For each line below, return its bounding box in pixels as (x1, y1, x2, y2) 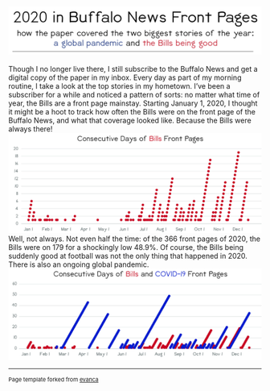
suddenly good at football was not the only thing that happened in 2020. (8, 252, 247, 261)
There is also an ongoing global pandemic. (8, 260, 149, 269)
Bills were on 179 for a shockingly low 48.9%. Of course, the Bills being (8, 243, 243, 252)
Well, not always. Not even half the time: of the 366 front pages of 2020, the (8, 234, 261, 243)
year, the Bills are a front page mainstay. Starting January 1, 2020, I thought (8, 98, 258, 108)
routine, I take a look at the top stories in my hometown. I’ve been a (8, 81, 231, 90)
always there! (8, 123, 53, 134)
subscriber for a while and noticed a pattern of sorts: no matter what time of (8, 89, 260, 99)
